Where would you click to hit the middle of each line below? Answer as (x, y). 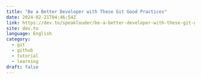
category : (19, 39)
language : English (29, 34)
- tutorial (25, 56)
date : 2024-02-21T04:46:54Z (41, 17)
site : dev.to (22, 28)
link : (13, 23)
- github (22, 50)
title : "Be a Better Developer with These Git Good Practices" (87, 12)
